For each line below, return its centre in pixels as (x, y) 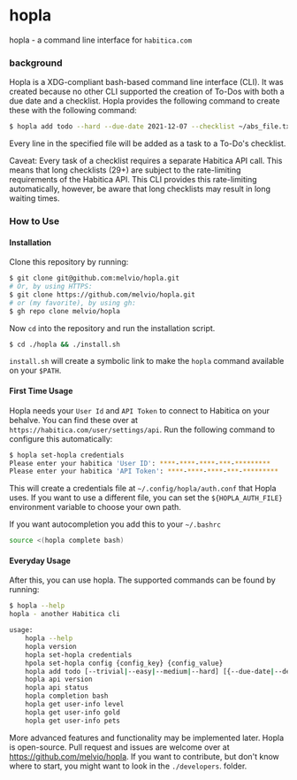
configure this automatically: (61, 438)
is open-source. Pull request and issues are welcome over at (119, 747)
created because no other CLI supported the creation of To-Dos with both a (147, 92)
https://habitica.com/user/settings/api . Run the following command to (142, 429)
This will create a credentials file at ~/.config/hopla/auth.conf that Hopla (143, 489)
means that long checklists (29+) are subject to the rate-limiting (125, 170)
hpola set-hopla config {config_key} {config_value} (124, 663)
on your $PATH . (35, 371)
